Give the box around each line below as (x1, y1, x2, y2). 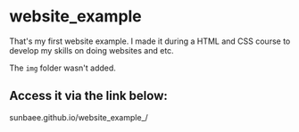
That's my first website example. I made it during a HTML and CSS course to (9, 36, 291, 46)
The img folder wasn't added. (9, 62, 116, 73)
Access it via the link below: (9, 88, 168, 103)
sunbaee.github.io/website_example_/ (9, 111, 149, 122)
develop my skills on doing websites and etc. (9, 45, 174, 55)
